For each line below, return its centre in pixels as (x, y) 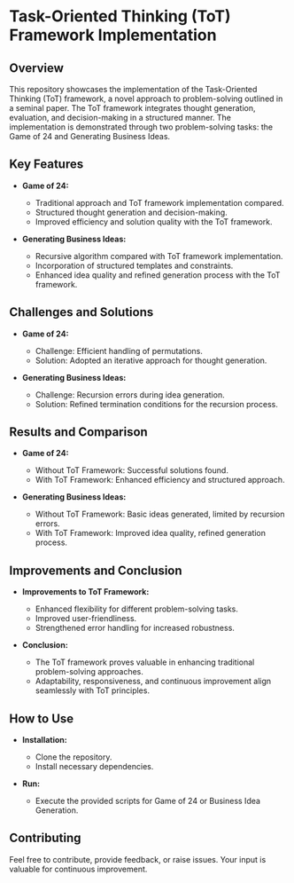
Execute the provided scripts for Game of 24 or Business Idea (148, 801)
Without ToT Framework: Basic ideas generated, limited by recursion (160, 514)
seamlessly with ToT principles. (93, 690)
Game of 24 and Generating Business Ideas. (90, 136)
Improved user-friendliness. (86, 619)
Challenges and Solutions (81, 312)
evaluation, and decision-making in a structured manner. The (120, 118)
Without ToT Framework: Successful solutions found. (132, 470)
